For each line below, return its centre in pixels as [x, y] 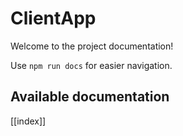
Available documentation [90, 97]
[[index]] [28, 121]
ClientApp [53, 18]
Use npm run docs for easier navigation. [91, 65]
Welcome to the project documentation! [92, 46]
